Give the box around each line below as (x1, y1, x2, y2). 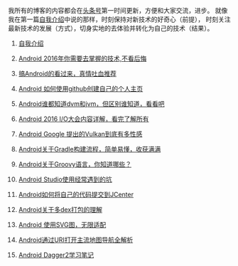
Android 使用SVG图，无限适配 (18, 220, 107, 229)
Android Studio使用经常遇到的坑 (18, 175, 112, 183)
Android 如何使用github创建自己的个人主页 (18, 85, 144, 92)
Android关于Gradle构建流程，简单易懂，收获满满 (18, 145, 161, 153)
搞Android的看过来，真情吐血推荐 (18, 70, 117, 78)
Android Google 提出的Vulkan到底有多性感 (18, 130, 143, 138)
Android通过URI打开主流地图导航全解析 (18, 235, 134, 244)
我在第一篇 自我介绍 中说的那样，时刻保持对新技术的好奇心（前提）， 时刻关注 (8, 15, 231, 23)
